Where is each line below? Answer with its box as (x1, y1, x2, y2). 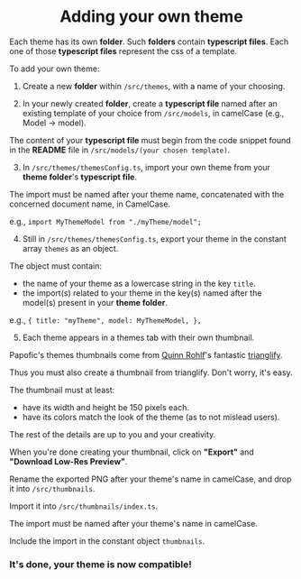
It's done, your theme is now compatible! (9, 557, 192, 570)
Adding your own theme (59, 6, 243, 27)
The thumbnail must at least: (9, 384, 115, 395)
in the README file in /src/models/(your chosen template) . (9, 144, 231, 155)
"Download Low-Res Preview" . (9, 455, 128, 466)
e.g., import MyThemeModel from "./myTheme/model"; (9, 216, 202, 226)
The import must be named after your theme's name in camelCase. (9, 518, 259, 528)
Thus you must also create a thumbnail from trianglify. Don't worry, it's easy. (9, 367, 293, 378)
